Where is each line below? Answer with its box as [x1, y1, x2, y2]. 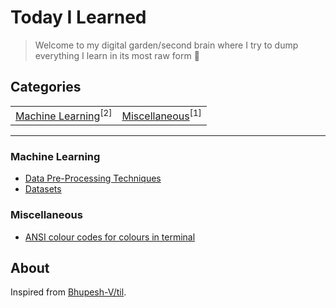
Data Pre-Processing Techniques [24, 172, 162, 185]
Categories [10, 79, 82, 96]
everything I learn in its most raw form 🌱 [34, 49, 200, 61]
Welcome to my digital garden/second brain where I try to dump [34, 39, 299, 51]
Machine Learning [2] [15, 107, 113, 123]
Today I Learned [10, 6, 147, 29]
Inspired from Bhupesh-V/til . [10, 286, 127, 298]
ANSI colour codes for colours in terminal [24, 231, 196, 243]
